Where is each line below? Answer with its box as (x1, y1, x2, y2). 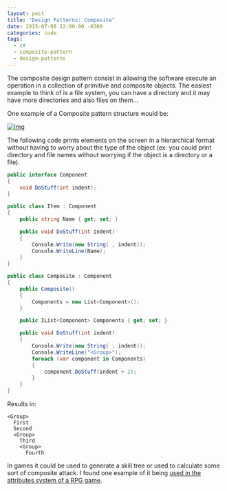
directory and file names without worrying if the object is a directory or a (7, 150, 213, 159)
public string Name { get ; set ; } (19, 216, 118, 223)
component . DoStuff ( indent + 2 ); (43, 368, 137, 375)
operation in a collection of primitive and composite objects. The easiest (7, 81, 212, 90)
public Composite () (19, 285, 76, 292)
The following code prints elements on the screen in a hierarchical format (7, 136, 215, 144)
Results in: (7, 400, 36, 408)
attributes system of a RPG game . (7, 477, 102, 484)
